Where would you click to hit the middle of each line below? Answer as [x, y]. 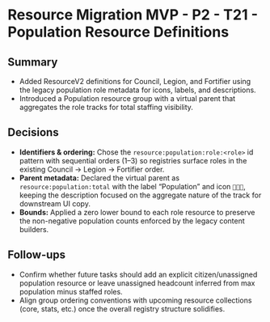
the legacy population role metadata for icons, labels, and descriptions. [137, 90]
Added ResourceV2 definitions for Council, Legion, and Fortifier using [135, 81]
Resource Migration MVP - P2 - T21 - [133, 15]
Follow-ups [37, 255]
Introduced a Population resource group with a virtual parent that [127, 98]
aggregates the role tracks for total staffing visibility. [106, 107]
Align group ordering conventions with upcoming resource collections [135, 300]
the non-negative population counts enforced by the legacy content [132, 221]
